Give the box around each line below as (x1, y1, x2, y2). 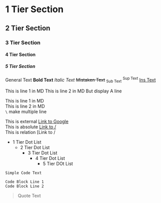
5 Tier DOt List (43, 160, 73, 166)
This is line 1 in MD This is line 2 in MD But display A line (5, 88, 123, 94)
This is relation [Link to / (5, 129, 56, 135)
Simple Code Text (5, 170, 42, 176)
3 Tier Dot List (27, 150, 58, 156)
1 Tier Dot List (12, 139, 42, 145)
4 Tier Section (5, 52, 36, 58)
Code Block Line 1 (5, 179, 44, 184)
